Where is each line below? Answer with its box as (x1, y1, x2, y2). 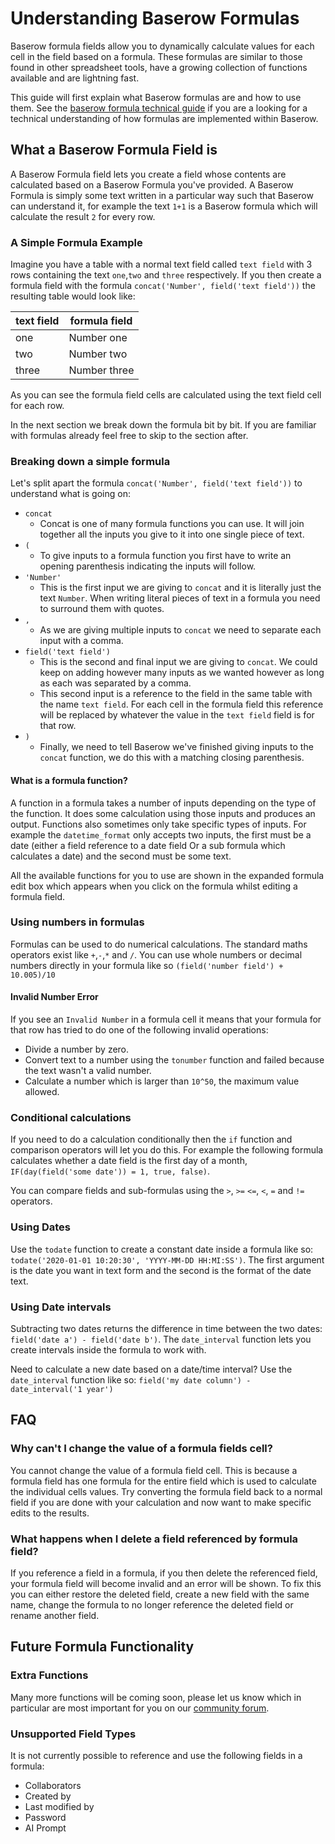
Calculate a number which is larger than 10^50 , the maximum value (24, 1075, 300, 1087)
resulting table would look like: (10, 290, 136, 302)
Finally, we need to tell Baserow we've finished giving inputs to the (39, 741, 314, 753)
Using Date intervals (10, 1300, 112, 1314)
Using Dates (10, 1220, 72, 1234)
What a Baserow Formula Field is (10, 142, 218, 159)
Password (24, 1811, 67, 1823)
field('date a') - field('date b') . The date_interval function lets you (10, 1333, 312, 1345)
